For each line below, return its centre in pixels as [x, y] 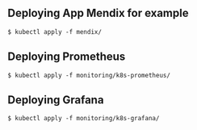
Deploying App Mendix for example [98, 13]
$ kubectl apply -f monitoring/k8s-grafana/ [84, 119]
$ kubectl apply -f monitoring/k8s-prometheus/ [89, 75]
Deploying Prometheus [67, 57]
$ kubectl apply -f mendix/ [55, 31]
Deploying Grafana [56, 100]
